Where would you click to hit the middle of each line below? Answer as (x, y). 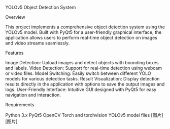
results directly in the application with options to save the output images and (85, 84)
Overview (15, 17)
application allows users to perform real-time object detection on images (81, 38)
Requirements (20, 105)
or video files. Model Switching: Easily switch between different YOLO (78, 73)
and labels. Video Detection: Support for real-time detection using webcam (84, 68)
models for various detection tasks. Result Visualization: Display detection (82, 79)
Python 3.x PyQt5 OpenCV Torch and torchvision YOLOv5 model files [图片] (84, 115)
